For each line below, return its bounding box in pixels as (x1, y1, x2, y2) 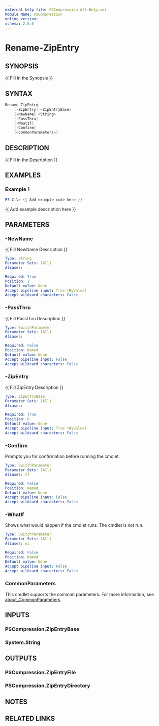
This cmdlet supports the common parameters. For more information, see (5, 591, 154, 597)
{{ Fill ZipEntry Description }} (5, 384, 64, 390)
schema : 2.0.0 (5, 21, 34, 26)
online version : (5, 16, 38, 21)
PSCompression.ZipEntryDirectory (5, 683, 91, 689)
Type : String (5, 256, 32, 261)
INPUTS (5, 611, 30, 619)
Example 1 (5, 186, 30, 193)
